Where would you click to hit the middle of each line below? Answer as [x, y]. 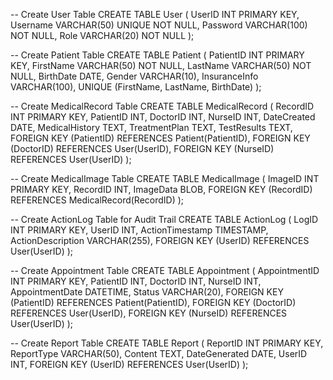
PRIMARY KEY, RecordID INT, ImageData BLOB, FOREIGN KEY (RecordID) [161, 189]
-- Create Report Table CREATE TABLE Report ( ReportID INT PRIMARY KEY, [167, 343]
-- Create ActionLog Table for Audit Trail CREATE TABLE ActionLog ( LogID [164, 219]
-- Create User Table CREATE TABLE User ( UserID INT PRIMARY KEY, [155, 14]
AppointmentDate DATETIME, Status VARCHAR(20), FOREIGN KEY [147, 292]
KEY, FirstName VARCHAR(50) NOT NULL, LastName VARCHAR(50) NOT [161, 65]
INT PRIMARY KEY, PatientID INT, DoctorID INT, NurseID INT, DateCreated [163, 117]
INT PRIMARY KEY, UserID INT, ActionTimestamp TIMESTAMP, [139, 230]
